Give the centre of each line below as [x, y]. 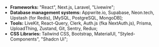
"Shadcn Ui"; [54, 39]
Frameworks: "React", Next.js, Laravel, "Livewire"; [62, 7]
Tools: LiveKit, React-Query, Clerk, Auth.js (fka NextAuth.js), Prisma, [81, 23]
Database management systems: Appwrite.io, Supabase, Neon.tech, [82, 12]
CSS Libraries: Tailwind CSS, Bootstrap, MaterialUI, [63, 34]
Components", [25, 39]
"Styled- [127, 34]
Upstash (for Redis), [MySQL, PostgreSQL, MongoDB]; [66, 18]
